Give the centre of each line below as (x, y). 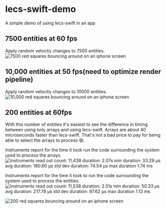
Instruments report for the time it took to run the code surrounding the (77, 176)
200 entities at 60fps (39, 112)
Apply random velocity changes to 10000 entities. (56, 91)
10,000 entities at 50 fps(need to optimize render (83, 72)
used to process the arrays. (33, 155)
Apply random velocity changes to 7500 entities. (55, 50)
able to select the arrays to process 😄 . (45, 140)
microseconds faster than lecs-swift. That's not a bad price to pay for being (83, 135)
